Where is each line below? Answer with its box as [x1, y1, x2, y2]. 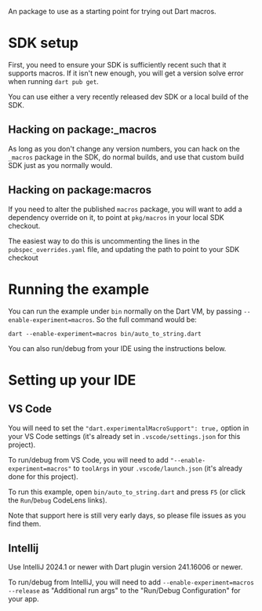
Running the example [8, 280, 150, 298]
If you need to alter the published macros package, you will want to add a [8, 204, 242, 214]
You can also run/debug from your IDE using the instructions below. [8, 343, 227, 353]
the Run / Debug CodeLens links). [8, 495, 107, 505]
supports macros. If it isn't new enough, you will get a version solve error [8, 68, 244, 78]
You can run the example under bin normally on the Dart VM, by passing [8, 306, 242, 316]
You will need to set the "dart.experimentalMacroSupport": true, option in [8, 423, 249, 433]
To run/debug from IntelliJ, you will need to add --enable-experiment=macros [8, 577, 255, 587]
